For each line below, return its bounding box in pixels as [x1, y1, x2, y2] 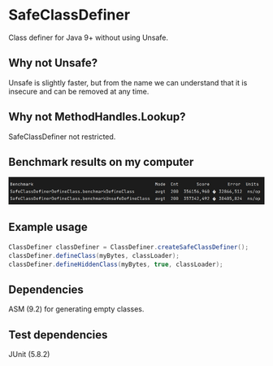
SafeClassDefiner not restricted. [8, 132, 116, 142]
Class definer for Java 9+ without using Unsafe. [8, 33, 169, 42]
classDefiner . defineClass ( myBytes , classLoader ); [8, 251, 180, 259]
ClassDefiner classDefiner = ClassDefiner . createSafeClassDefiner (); [8, 242, 249, 251]
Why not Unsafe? [8, 56, 98, 70]
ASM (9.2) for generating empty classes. [8, 304, 145, 314]
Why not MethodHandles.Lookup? [8, 110, 186, 124]
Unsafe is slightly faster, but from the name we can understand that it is [8, 77, 248, 87]
